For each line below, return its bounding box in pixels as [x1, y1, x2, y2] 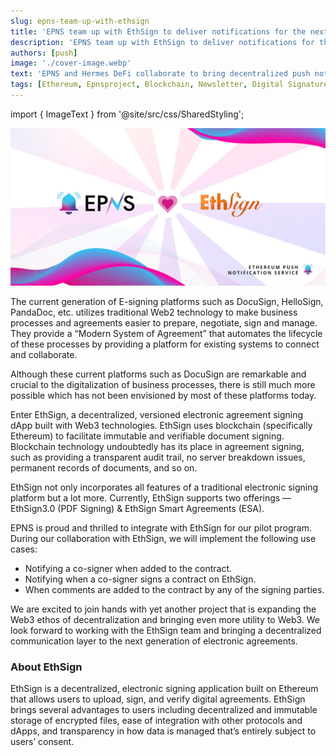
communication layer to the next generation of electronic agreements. [10, 635, 298, 647]
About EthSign [10, 660, 83, 674]
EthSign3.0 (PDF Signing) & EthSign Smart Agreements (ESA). [10, 502, 265, 514]
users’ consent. [10, 736, 75, 748]
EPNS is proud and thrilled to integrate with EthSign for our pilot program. [10, 521, 313, 534]
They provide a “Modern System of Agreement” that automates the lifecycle [10, 327, 323, 339]
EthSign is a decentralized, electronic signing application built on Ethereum [10, 683, 319, 695]
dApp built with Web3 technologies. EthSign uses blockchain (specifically [10, 419, 313, 431]
